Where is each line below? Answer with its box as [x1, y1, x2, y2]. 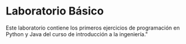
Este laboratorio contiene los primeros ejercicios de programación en [6, 24, 180, 31]
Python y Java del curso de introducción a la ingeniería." [6, 30, 148, 37]
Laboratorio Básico [6, 4, 104, 18]
